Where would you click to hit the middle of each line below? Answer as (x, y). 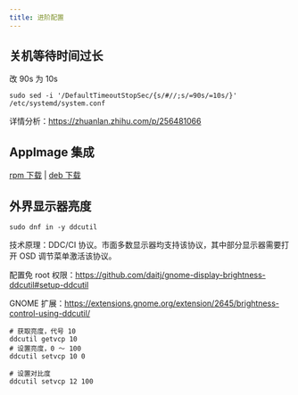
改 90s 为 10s (33, 79)
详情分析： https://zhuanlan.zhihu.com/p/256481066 (105, 121)
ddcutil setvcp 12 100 (51, 382)
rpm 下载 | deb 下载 (46, 176)
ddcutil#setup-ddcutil (49, 285)
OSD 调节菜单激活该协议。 (68, 256)
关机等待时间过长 (56, 56)
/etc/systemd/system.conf (57, 103)
